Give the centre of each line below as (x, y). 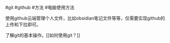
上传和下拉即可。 (23, 25)
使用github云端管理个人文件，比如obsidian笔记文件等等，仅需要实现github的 (85, 18)
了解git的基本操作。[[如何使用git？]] (43, 35)
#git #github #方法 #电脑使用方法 (40, 7)
